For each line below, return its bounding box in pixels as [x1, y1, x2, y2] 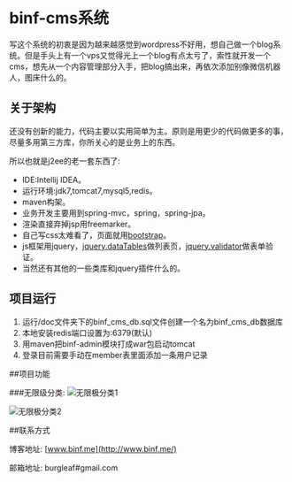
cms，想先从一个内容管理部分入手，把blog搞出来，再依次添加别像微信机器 [9, 61, 281, 72]
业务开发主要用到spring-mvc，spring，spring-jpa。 [21, 207, 211, 218]
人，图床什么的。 [9, 72, 72, 82]
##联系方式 [9, 425, 50, 435]
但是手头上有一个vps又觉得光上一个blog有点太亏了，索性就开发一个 [24, 50, 272, 60]
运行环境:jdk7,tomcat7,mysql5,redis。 [21, 185, 158, 195]
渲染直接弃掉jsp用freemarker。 [21, 218, 136, 229]
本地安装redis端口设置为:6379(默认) [21, 327, 153, 338]
